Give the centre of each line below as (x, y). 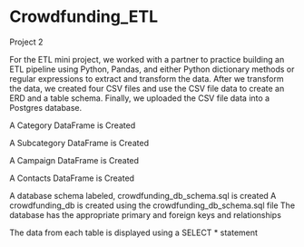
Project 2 (26, 42)
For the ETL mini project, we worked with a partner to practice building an (147, 59)
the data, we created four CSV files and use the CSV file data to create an (147, 88)
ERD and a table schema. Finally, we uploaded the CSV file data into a (140, 98)
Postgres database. (46, 107)
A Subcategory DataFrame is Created (79, 143)
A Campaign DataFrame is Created (74, 160)
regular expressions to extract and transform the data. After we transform (147, 78)
